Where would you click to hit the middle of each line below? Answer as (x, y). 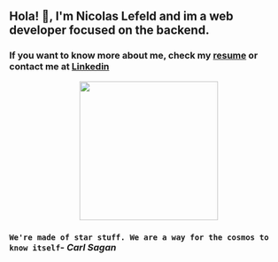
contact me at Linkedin (59, 67)
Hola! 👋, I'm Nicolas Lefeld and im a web (121, 16)
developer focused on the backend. (109, 31)
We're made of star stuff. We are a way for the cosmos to (139, 237)
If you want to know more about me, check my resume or (134, 56)
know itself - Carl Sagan (63, 247)
